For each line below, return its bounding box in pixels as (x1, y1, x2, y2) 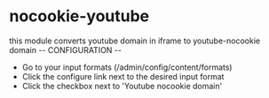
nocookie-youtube (9, 6, 149, 26)
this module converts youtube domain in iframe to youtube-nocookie (9, 35, 260, 46)
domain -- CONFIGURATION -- (9, 44, 123, 55)
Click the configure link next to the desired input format (21, 71, 225, 81)
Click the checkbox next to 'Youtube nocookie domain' (21, 80, 223, 91)
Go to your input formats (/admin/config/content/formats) (21, 62, 233, 72)
